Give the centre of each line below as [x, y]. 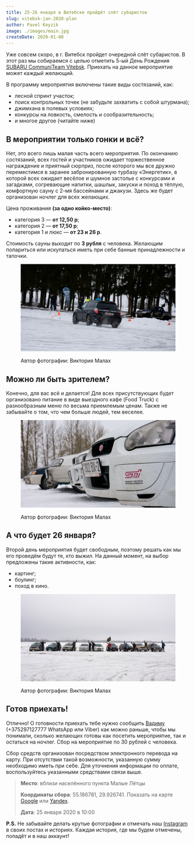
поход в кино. [32, 585]
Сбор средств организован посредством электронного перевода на [92, 753]
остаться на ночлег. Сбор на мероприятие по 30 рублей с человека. [92, 742]
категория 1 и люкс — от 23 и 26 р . [58, 232]
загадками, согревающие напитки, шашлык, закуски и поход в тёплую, [95, 184]
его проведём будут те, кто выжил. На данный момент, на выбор [87, 556]
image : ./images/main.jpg [37, 31]
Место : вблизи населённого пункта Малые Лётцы [83, 783]
